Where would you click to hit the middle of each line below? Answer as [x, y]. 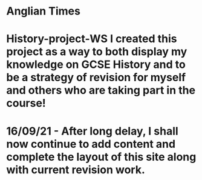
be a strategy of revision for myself [96, 78]
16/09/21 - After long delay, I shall [92, 131]
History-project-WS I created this [92, 39]
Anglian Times [43, 11]
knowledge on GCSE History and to [96, 65]
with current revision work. [76, 169]
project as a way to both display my [97, 52]
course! [26, 103]
